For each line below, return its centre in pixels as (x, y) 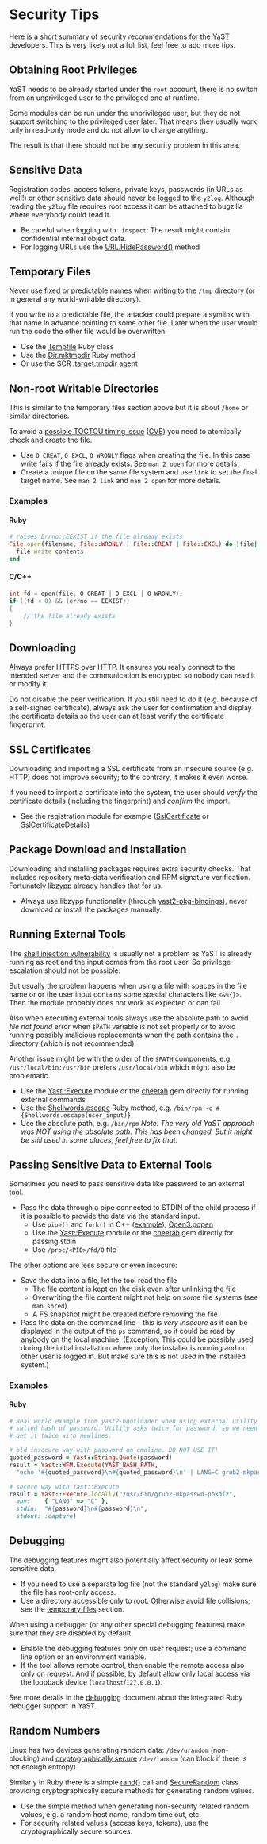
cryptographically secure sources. (76, 1831)
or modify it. (29, 684)
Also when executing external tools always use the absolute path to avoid (129, 1018)
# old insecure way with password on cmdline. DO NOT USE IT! (114, 1450)
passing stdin (54, 1241)
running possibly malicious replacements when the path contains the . (124, 1035)
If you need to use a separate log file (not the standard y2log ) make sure (138, 1584)
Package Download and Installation (98, 849)
